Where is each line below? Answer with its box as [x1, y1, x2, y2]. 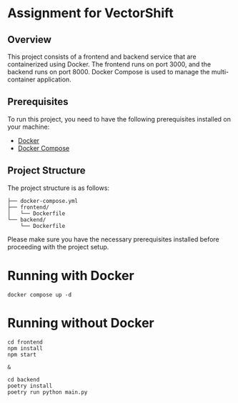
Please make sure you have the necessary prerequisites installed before [7, 234, 219, 244]
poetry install [7, 382, 53, 389]
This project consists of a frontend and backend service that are [7, 52, 197, 61]
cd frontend [7, 338, 43, 346]
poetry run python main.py [7, 388, 88, 396]
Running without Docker [7, 314, 155, 331]
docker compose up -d [7, 291, 72, 298]
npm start [7, 351, 37, 358]
